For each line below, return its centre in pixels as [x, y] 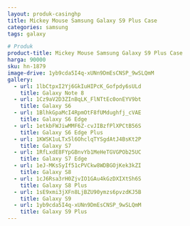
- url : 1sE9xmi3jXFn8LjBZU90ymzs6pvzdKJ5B [78, 192]
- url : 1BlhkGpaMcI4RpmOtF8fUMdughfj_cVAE [78, 113]
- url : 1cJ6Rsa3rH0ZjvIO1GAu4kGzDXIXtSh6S [78, 178]
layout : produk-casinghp [44, 14]
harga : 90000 [27, 60]
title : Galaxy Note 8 [52, 93]
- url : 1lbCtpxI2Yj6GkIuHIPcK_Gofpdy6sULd [78, 86]
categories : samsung [38, 27]
